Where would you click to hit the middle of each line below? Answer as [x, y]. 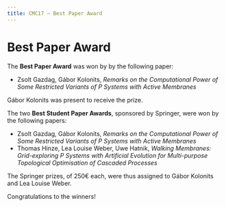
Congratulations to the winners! [51, 196]
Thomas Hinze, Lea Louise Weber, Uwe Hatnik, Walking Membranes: [114, 148]
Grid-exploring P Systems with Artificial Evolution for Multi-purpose [112, 155]
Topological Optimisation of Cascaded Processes [87, 163]
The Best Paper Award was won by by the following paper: [90, 66]
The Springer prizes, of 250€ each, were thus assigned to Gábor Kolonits [110, 176]
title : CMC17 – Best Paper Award [55, 13]
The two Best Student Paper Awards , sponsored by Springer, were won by [113, 113]
